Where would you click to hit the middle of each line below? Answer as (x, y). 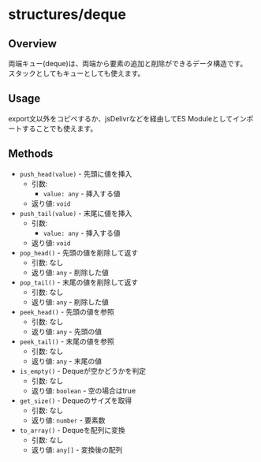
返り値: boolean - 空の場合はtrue (84, 390)
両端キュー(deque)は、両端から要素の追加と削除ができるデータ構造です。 (128, 63)
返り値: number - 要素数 (68, 420)
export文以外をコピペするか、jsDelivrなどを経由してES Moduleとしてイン (127, 118)
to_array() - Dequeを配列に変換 (72, 430)
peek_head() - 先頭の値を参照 (67, 311)
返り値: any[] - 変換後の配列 (77, 449)
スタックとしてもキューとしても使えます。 (76, 73)
